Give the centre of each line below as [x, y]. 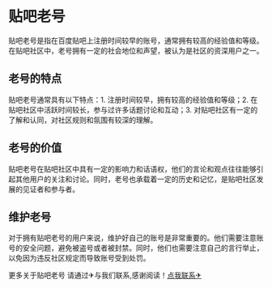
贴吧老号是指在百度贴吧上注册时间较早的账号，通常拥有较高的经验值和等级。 [136, 40]
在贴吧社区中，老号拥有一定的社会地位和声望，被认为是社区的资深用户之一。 [136, 50]
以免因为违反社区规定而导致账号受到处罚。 [79, 258]
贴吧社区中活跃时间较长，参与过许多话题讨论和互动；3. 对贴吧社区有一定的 [133, 109]
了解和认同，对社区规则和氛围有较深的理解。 [83, 120]
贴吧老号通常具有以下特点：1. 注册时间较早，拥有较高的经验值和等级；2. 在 [133, 100]
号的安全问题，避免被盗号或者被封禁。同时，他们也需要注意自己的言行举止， [136, 248]
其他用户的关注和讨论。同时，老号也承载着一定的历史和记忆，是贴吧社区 [136, 179]
